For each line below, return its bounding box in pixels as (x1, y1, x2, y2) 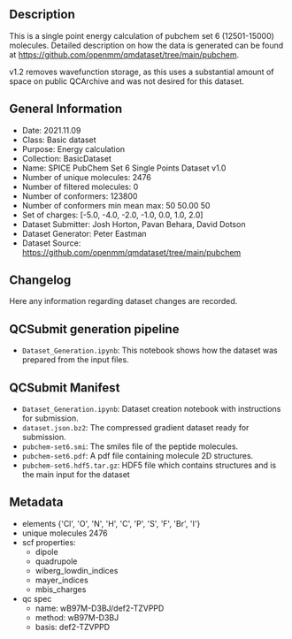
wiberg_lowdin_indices (35, 565, 119, 575)
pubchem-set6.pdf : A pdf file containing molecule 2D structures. (21, 451, 254, 461)
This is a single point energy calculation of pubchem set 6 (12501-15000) (9, 30, 274, 41)
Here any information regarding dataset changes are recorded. (9, 296, 238, 307)
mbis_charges (35, 583, 87, 595)
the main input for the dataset (21, 469, 130, 480)
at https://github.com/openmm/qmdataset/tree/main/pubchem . (9, 49, 240, 60)
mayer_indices (35, 574, 88, 585)
